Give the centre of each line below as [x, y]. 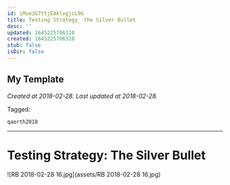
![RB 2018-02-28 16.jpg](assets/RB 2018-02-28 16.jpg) [84, 174]
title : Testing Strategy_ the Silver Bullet [72, 20]
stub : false [24, 45]
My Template [36, 79]
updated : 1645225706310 [41, 33]
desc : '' [20, 26]
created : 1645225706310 [41, 39]
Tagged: [19, 109]
